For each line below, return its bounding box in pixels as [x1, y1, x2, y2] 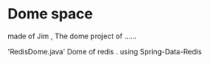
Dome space [7, 5, 93, 23]
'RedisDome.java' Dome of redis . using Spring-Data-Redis [7, 46, 202, 56]
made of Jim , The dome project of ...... [7, 31, 138, 41]
